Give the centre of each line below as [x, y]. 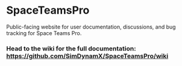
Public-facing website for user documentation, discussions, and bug [91, 27]
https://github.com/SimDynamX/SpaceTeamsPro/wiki [87, 56]
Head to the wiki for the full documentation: [71, 48]
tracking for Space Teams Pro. [44, 33]
